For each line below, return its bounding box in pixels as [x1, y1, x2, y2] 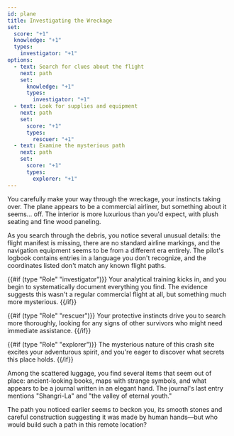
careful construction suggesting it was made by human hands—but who [7, 413, 218, 421]
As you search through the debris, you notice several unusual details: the [7, 231, 221, 240]
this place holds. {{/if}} [7, 355, 74, 364]
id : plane [7, 10, 37, 18]
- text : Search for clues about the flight [13, 63, 144, 70]
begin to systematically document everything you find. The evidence [7, 282, 208, 291]
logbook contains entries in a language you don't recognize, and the [7, 253, 207, 262]
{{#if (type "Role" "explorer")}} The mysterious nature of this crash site [7, 340, 215, 348]
